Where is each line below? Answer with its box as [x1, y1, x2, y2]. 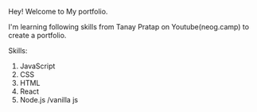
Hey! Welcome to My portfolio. [8, 7, 108, 16]
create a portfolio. [8, 31, 67, 40]
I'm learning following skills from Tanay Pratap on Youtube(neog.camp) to [8, 22, 249, 31]
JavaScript [19, 61, 56, 71]
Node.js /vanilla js [19, 95, 78, 104]
